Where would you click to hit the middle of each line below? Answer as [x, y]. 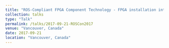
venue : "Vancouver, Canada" [35, 28]
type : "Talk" [19, 19]
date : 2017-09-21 [23, 33]
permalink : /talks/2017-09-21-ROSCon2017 [49, 24]
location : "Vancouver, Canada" [38, 38]
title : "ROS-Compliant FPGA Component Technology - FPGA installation [81, 10]
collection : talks [24, 14]
